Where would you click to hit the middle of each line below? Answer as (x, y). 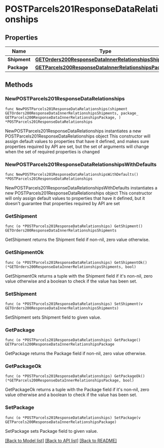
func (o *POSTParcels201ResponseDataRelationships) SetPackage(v (73, 418)
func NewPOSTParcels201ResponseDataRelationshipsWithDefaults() (72, 174)
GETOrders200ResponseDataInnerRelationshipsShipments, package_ (72, 113)
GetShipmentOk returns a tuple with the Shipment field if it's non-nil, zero (79, 276)
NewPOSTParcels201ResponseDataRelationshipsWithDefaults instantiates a (81, 188)
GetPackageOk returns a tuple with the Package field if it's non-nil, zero (77, 390)
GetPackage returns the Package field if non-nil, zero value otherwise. (76, 354)
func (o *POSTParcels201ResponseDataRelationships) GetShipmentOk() (76, 262)
